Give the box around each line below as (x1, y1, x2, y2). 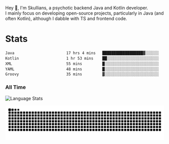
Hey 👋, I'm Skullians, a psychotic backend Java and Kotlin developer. (5, 5, 148, 11)
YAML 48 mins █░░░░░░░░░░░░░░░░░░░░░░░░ (5, 66, 159, 72)
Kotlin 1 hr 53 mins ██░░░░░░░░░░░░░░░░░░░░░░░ (5, 56, 159, 61)
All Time (5, 84, 26, 91)
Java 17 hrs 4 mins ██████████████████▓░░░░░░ (5, 51, 159, 56)
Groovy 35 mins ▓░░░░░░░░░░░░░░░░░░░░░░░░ (5, 72, 159, 77)
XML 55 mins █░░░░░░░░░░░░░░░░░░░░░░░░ (5, 61, 159, 66)
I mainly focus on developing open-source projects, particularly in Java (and (5, 10, 164, 16)
